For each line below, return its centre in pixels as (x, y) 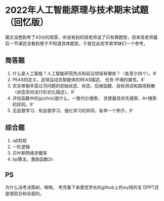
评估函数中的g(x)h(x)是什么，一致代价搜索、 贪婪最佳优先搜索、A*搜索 (84, 98)
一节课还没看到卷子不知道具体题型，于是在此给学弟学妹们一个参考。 (79, 43)
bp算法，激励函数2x (33, 159)
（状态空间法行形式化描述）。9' (43, 92)
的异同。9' (23, 104)
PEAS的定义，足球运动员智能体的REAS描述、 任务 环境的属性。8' (79, 79)
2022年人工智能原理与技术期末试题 (77, 10)
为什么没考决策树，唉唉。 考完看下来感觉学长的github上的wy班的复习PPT (80, 187)
